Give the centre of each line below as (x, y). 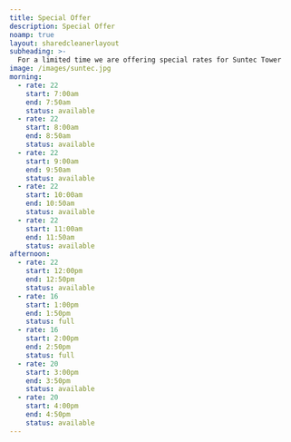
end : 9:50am (48, 170)
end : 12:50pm (50, 280)
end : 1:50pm (48, 313)
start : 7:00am (52, 93)
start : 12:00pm (54, 271)
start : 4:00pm (52, 406)
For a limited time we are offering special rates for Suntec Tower (150, 60)
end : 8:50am (48, 136)
